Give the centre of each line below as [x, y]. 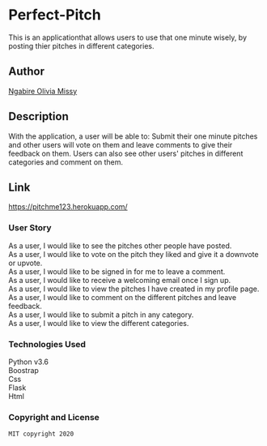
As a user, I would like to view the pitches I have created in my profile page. [134, 289]
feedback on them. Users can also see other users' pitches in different [126, 153]
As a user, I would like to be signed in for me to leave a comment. [117, 271]
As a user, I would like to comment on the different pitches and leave [123, 297]
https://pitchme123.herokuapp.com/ [68, 207]
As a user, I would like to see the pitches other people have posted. [120, 246]
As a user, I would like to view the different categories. [99, 323]
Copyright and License [54, 417]
